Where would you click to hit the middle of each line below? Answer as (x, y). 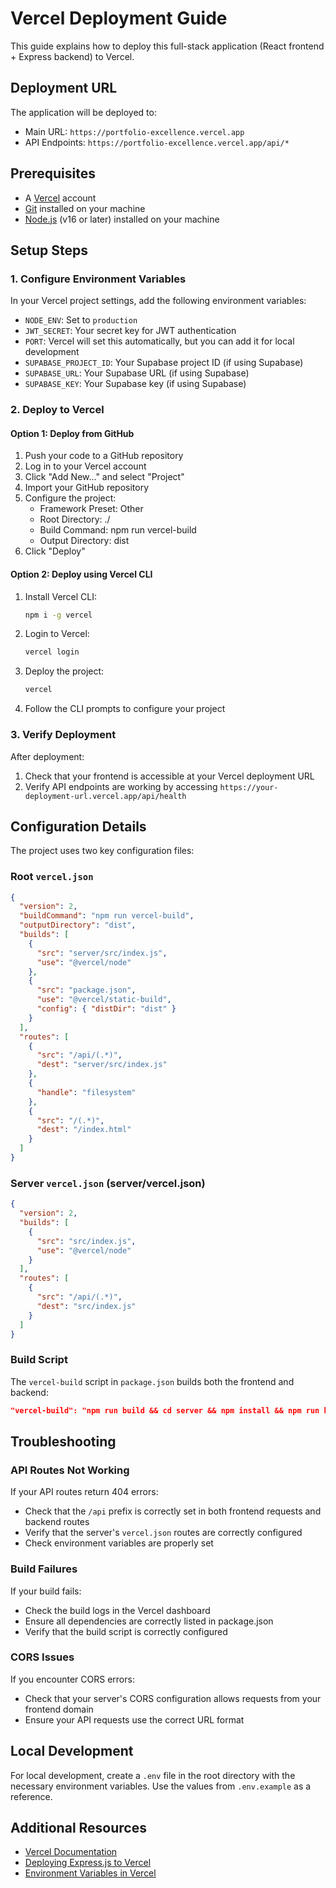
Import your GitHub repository (87, 488)
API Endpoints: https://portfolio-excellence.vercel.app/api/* (157, 142)
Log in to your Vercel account (85, 466)
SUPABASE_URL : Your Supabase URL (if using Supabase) (137, 373)
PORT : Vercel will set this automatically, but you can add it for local (159, 341)
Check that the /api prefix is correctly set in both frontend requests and (173, 1511)
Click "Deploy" (55, 551)
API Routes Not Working (70, 1470)
